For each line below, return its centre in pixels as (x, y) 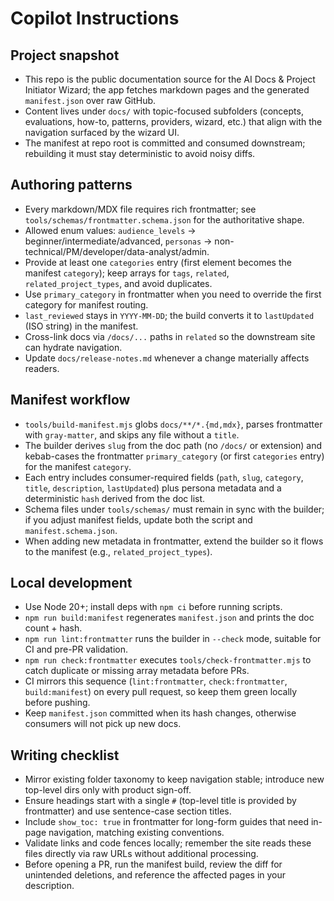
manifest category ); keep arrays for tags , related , (127, 273)
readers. (42, 368)
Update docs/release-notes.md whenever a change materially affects (167, 358)
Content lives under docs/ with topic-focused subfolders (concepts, (164, 111)
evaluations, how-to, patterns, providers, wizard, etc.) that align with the (173, 121)
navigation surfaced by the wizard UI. (102, 132)
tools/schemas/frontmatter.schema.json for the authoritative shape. (164, 219)
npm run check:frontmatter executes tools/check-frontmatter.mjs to (168, 660)
